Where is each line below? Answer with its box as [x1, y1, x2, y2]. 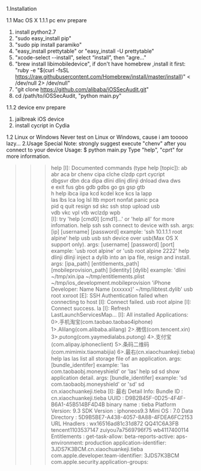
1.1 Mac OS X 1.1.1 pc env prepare [6, 17, 87, 23]
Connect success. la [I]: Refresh [50, 305, 130, 312]
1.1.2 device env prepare [6, 104, 66, 111]
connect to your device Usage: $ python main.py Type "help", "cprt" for [6, 147, 184, 153]
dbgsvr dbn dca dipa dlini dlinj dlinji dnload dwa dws [50, 177, 181, 184]
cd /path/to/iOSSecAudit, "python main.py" [14, 93, 122, 99]
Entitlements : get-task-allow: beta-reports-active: [50, 433, 175, 440]
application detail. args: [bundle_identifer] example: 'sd [50, 374, 187, 381]
